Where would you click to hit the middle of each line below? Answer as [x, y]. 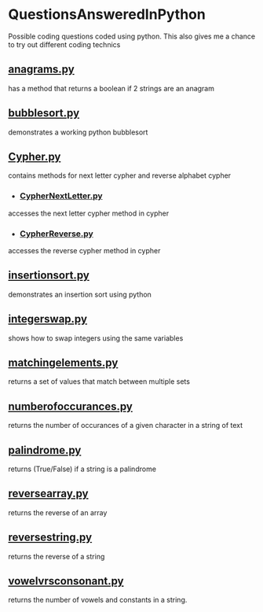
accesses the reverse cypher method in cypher [84, 250]
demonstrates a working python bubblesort [78, 132]
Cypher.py [35, 156]
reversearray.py [48, 494]
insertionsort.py [49, 276]
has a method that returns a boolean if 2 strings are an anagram [111, 88]
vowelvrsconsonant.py [66, 581]
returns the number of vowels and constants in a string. [98, 600]
